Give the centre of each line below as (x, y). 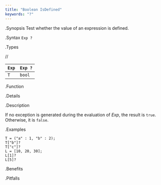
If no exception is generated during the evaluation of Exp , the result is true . (80, 115)
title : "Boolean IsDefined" (34, 10)
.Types (12, 47)
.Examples (15, 129)
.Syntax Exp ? (19, 38)
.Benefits (14, 168)
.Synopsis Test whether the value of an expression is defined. (67, 28)
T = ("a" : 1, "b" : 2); (30, 138)
